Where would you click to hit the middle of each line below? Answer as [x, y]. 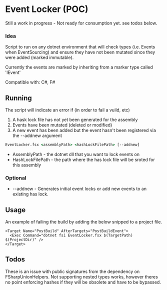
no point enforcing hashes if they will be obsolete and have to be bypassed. [83, 282]
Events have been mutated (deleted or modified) [62, 125]
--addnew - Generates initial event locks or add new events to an [79, 189]
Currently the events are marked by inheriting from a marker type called [79, 67]
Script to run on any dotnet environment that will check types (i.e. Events [80, 47]
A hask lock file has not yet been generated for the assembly [75, 120]
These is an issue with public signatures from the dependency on [72, 271]
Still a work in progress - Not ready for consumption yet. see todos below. [81, 23]
